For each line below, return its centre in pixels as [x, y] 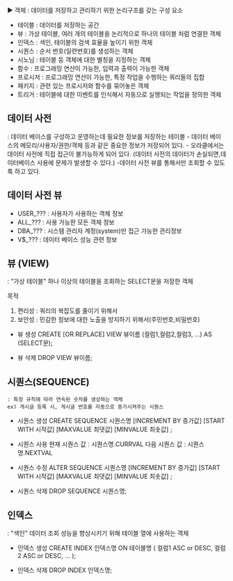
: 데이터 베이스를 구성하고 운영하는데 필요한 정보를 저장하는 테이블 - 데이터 [108, 136]
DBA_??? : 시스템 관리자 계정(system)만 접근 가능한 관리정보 [99, 231]
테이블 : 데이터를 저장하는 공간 [58, 25]
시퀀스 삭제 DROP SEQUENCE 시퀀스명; [72, 491]
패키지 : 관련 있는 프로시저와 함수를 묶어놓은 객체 [83, 86]
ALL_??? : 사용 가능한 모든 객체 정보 [66, 222]
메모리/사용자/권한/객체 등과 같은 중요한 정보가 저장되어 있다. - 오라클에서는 [122, 145]
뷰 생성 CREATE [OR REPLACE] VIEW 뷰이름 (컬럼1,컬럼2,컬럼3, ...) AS [114, 334]
